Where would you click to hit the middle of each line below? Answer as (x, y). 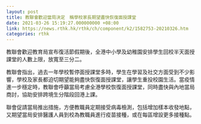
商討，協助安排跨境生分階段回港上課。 (53, 95)
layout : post (22, 12)
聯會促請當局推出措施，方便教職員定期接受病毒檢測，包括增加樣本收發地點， (100, 107)
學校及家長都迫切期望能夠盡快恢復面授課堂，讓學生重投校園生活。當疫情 (106, 80)
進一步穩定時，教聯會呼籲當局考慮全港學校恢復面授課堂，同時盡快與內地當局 (100, 87)
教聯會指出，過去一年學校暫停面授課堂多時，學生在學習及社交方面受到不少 (98, 72)
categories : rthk (28, 34)
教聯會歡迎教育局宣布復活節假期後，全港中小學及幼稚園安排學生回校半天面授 (100, 52)
